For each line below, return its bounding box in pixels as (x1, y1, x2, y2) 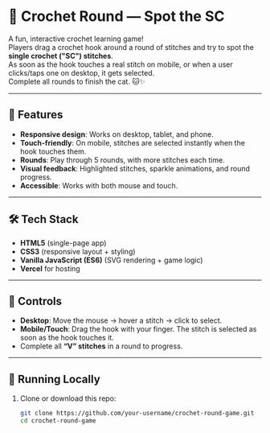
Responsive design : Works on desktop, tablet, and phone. (19, 129, 215, 139)
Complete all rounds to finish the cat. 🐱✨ (8, 76, 146, 86)
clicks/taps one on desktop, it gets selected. (8, 68, 155, 77)
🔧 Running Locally (8, 372, 100, 386)
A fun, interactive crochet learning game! (8, 34, 145, 43)
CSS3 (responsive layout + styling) (19, 246, 136, 256)
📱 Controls (8, 294, 63, 308)
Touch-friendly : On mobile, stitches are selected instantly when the (19, 138, 245, 147)
